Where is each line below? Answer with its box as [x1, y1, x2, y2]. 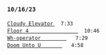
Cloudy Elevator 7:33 [7, 20, 73, 27]
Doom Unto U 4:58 [7, 42, 84, 49]
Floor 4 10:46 [7, 28, 100, 35]
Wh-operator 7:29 [7, 35, 88, 42]
